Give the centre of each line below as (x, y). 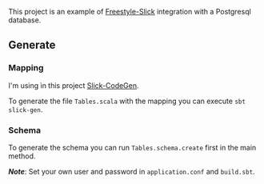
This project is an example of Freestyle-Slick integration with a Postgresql (130, 12)
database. (25, 20)
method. (22, 156)
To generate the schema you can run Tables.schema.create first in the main (132, 147)
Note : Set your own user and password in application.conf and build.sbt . (132, 171)
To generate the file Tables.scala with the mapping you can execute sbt (127, 101)
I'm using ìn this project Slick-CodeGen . (74, 85)
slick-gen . (26, 109)
